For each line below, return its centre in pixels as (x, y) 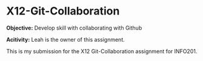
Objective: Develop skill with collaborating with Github (74, 28)
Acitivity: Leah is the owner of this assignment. (66, 39)
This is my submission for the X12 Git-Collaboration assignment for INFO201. (102, 51)
